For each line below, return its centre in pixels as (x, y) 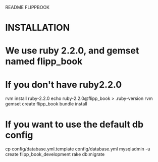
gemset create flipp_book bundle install (46, 104)
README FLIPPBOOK (27, 7)
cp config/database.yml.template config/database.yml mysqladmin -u (78, 149)
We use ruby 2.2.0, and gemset (72, 51)
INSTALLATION (37, 28)
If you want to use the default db (74, 124)
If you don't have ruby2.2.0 (64, 85)
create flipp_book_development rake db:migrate (55, 154)
